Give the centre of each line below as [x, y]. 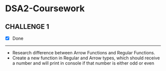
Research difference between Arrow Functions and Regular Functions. [84, 53]
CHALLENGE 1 [27, 27]
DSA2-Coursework [45, 9]
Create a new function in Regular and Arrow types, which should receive [86, 58]
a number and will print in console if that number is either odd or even [83, 63]
